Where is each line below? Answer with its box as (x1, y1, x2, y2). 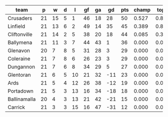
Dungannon (7, 63, 35, 70)
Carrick (7, 104, 25, 111)
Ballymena (7, 39, 32, 46)
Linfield (7, 23, 25, 29)
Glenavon (7, 47, 30, 54)
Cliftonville (7, 31, 32, 38)
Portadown (7, 88, 33, 94)
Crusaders (7, 15, 32, 21)
